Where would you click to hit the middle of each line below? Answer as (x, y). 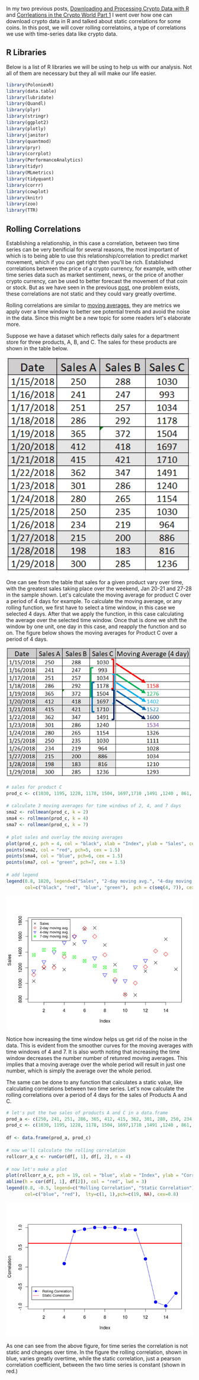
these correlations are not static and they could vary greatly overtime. (91, 294)
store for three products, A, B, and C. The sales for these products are (92, 342)
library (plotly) (26, 128)
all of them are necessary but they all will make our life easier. (81, 73)
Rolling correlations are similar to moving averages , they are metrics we (93, 305)
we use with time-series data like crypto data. (62, 34)
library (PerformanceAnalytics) (45, 160)
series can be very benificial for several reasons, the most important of (93, 250)
